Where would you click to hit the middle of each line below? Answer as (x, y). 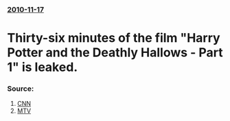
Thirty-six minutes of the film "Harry (114, 38)
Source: (21, 89)
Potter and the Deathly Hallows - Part (115, 53)
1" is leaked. (43, 67)
